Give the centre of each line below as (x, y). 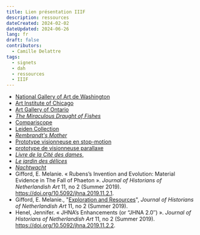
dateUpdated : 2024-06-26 (38, 29)
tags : (13, 57)
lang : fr (17, 35)
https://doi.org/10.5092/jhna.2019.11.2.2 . (65, 225)
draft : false (23, 40)
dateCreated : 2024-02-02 (38, 23)
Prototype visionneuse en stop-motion (63, 142)
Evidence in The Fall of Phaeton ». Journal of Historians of (88, 180)
